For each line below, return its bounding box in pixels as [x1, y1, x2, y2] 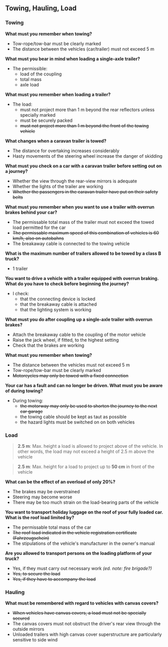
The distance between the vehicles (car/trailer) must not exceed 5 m [12, 45, 154, 52]
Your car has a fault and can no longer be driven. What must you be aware [5, 382, 163, 388]
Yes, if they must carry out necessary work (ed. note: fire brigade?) [12, 565, 152, 571]
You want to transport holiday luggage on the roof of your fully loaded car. [5, 509, 163, 515]
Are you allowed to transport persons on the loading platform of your [5, 550, 152, 556]
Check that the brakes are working [12, 342, 85, 348]
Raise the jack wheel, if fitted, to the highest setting [12, 337, 119, 343]
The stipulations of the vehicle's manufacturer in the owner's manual [12, 540, 155, 546]
